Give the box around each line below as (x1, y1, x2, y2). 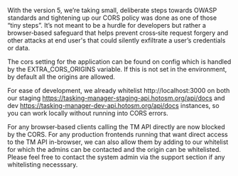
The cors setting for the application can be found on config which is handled (7, 57, 232, 66)
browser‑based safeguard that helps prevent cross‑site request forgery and (7, 28, 229, 37)
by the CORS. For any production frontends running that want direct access (7, 131, 229, 138)
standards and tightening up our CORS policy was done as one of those (7, 13, 217, 22)
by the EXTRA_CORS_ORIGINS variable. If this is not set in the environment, (7, 65, 227, 73)
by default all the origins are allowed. (7, 72, 116, 81)
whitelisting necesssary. (7, 160, 78, 169)
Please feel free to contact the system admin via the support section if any (7, 153, 225, 161)
